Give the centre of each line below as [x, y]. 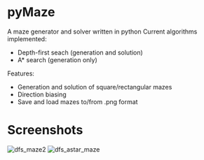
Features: [21, 73]
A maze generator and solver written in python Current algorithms [102, 31]
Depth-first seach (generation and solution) [80, 52]
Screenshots [45, 130]
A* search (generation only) [57, 59]
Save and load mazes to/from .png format [77, 101]
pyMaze [31, 12]
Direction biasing [42, 94]
